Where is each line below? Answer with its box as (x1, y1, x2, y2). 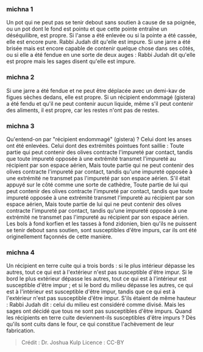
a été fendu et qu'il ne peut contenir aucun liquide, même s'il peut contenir (6, 100, 194, 107)
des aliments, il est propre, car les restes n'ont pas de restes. (6, 106, 160, 114)
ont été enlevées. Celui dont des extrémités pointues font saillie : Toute (6, 142, 185, 149)
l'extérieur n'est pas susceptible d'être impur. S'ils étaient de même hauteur (6, 295, 196, 302)
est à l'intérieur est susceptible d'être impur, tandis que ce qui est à (6, 288, 176, 295)
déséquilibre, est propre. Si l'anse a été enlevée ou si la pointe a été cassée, (6, 32, 197, 39)
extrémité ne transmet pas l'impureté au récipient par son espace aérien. (6, 213, 190, 221)
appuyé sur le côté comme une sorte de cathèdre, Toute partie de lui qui (6, 181, 188, 188)
